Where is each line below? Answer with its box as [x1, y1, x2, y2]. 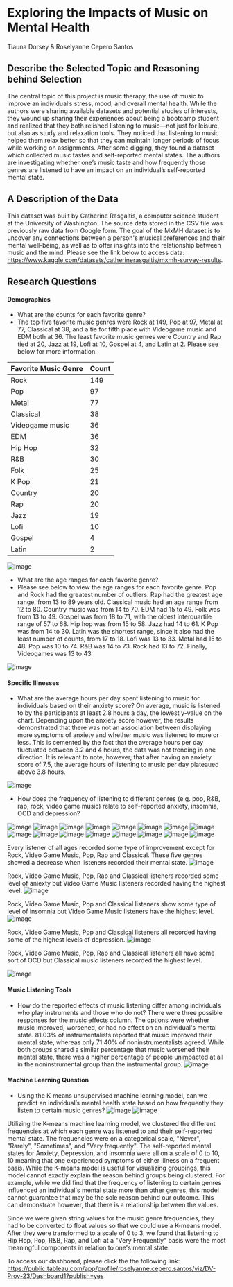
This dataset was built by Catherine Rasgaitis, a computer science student [7, 211, 220, 220]
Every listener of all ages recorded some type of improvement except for [7, 844, 215, 852]
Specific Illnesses [7, 678, 60, 687]
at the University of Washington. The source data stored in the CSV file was [7, 218, 223, 227]
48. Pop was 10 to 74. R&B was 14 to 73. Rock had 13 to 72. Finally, [17, 642, 207, 650]
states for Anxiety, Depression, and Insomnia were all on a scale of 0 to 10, [7, 1149, 221, 1157]
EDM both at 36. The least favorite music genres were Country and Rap [17, 333, 222, 341]
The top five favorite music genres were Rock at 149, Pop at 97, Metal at [17, 318, 223, 327]
